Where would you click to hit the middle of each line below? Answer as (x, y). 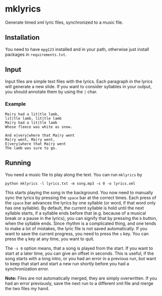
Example (16, 104)
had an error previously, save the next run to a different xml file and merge (79, 283)
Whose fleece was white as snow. (39, 127)
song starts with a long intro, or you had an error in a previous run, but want (81, 258)
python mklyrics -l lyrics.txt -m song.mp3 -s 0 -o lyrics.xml (70, 183)
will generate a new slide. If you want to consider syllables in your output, (78, 86)
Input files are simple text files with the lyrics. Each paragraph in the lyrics (79, 81)
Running (18, 163)
